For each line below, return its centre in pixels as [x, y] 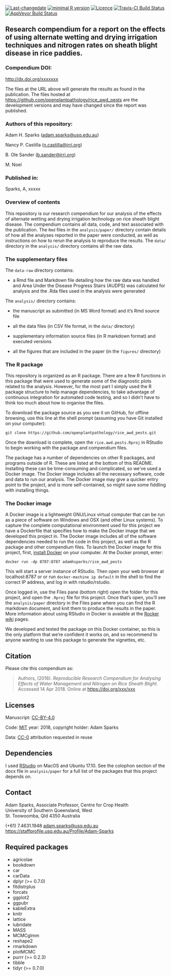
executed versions [32, 341]
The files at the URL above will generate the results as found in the [75, 89]
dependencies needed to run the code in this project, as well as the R [78, 542]
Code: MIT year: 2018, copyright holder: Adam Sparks [62, 727]
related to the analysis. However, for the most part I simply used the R [78, 387]
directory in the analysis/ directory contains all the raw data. [69, 246]
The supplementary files [36, 259]
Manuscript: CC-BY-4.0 [30, 718]
